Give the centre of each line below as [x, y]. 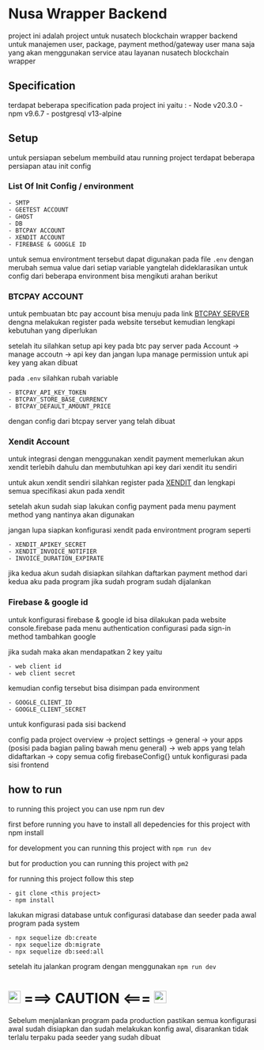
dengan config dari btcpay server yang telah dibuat [92, 422]
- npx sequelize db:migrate [55, 945]
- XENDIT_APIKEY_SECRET [47, 545]
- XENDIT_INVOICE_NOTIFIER [53, 552]
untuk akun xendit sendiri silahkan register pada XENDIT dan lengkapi [122, 483]
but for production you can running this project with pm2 [98, 863]
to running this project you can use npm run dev [87, 808]
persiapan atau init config [50, 166]
